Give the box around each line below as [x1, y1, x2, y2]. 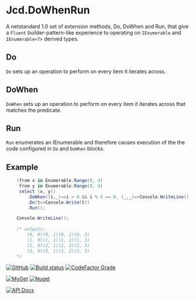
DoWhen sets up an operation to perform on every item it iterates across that [6, 100, 185, 107]
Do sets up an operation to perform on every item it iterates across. [6, 68, 166, 75]
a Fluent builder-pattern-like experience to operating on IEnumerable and [6, 29, 181, 36]
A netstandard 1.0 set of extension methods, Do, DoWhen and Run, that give [6, 23, 188, 30]
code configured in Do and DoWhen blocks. [6, 145, 105, 152]
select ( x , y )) [19, 188, 57, 194]
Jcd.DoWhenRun [6, 4, 90, 17]
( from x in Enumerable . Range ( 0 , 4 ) [16, 178, 103, 184]
